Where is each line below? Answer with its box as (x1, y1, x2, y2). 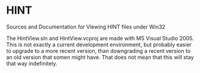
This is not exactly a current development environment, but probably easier (6, 41, 192, 48)
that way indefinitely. (6, 60, 58, 67)
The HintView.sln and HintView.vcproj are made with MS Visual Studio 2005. (6, 34, 195, 42)
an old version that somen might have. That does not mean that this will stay (6, 53, 195, 61)
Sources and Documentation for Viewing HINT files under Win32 (6, 23, 166, 30)
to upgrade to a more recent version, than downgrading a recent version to (6, 47, 191, 54)
